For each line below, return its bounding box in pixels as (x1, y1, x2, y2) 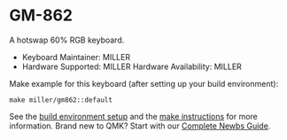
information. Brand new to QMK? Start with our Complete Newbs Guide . (9, 121, 271, 131)
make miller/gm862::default (9, 95, 113, 105)
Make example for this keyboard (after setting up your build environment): (9, 78, 279, 89)
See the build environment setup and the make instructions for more (9, 111, 259, 121)
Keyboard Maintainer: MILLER (21, 51, 131, 62)
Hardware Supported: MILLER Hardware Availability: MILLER (21, 61, 242, 72)
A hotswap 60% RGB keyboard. (9, 35, 125, 45)
